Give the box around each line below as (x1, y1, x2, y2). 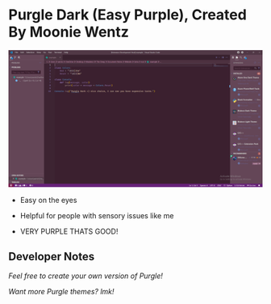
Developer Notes (8, 250, 95, 264)
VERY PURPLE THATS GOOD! (19, 226, 119, 236)
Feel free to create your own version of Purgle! (8, 271, 163, 281)
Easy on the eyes (19, 195, 77, 205)
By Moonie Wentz (8, 23, 129, 41)
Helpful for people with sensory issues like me (19, 210, 174, 220)
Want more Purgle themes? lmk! (8, 287, 115, 297)
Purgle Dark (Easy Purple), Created (8, 6, 248, 24)
